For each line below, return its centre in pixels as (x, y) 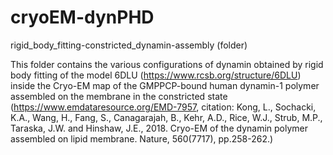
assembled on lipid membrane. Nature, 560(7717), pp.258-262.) (142, 138)
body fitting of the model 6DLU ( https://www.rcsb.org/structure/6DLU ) (156, 75)
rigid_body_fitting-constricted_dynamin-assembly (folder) (129, 45)
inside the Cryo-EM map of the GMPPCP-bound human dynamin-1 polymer (165, 85)
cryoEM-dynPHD (82, 17)
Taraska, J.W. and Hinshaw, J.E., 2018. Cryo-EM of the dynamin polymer (159, 128)
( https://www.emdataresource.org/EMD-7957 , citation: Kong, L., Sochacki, (163, 107)
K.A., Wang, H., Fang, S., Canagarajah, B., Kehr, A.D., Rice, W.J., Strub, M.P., (166, 117)
